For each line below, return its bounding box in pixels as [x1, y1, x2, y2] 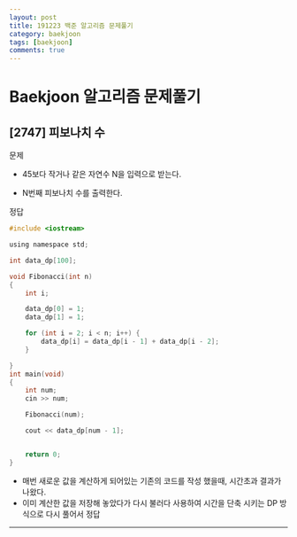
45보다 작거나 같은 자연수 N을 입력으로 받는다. [21, 169, 182, 180]
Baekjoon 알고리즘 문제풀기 [9, 87, 202, 107]
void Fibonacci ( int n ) [9, 272, 93, 281]
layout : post [9, 12, 57, 22]
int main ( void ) [9, 370, 65, 378]
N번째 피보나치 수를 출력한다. [21, 188, 123, 198]
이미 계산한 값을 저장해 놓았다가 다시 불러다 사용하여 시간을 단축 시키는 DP [21, 497, 278, 508]
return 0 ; [25, 449, 62, 459]
